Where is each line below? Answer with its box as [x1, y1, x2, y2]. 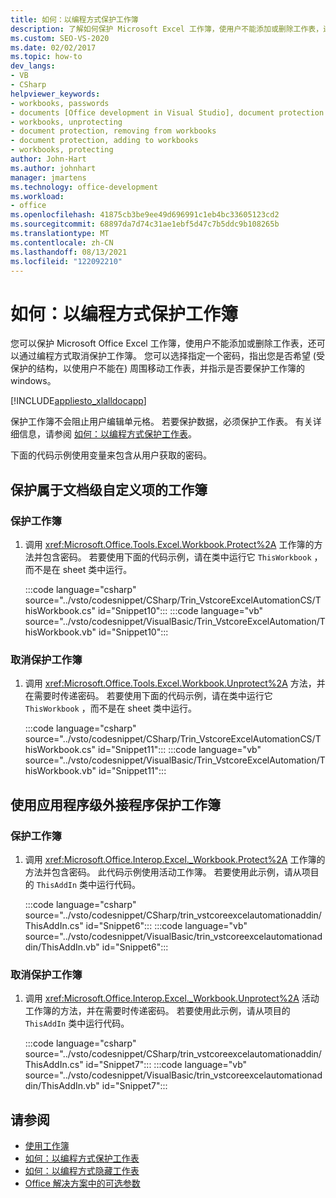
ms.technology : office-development [10, 182, 159, 192]
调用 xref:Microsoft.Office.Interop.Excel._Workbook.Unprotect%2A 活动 [24, 992, 320, 1005]
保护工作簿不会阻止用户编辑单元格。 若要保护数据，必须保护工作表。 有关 [10, 416, 313, 428]
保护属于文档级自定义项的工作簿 [10, 481, 208, 498]
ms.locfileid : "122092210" [10, 256, 123, 266]
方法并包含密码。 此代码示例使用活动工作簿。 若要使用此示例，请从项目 [24, 866, 320, 878]
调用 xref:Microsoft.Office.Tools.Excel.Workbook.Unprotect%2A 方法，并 [24, 677, 326, 690]
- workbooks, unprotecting [10, 117, 123, 127]
